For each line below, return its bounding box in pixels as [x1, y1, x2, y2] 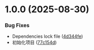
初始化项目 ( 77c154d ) [12, 39, 57, 45]
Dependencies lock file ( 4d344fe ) [12, 33, 83, 39]
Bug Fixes [5, 22, 30, 29]
